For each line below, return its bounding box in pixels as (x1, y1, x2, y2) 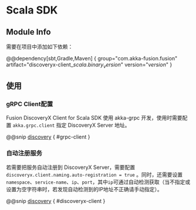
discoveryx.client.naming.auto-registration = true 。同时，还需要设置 (6, 171, 183, 178)
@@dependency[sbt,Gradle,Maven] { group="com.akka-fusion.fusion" (6, 55, 178, 62)
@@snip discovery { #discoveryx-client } (6, 197, 106, 204)
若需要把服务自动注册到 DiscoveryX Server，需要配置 (6, 164, 136, 171)
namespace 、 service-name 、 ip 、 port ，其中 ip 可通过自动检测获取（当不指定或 (6, 178, 191, 185)
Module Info (6, 27, 51, 37)
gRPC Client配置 (6, 100, 53, 109)
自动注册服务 (6, 149, 43, 157)
